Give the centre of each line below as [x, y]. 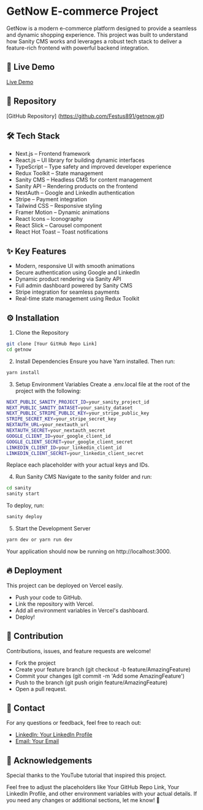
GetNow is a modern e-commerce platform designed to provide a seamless [102, 28]
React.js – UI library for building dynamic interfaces [80, 160]
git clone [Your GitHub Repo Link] [52, 344]
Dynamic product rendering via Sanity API [68, 279]
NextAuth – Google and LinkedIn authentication [75, 193]
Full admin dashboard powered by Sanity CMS [74, 286]
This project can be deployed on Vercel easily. [65, 585]
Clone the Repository [42, 333]
